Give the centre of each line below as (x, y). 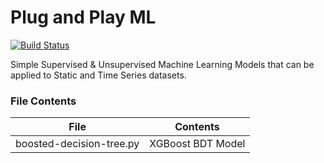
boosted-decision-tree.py (77, 144)
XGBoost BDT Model (197, 144)
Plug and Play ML (83, 17)
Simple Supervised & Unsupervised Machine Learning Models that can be (162, 64)
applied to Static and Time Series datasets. (98, 75)
